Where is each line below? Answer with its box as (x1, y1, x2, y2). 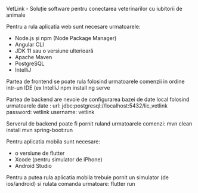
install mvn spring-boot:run (6, 127, 73, 133)
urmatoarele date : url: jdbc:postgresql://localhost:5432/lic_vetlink (6, 102, 168, 109)
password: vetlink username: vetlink (6, 109, 95, 115)
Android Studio (14, 163, 52, 169)
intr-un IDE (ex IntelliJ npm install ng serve (6, 84, 110, 91)
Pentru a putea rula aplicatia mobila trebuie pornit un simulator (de (6, 174, 169, 181)
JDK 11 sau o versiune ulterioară (14, 47, 94, 54)
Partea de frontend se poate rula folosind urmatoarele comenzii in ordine (6, 78, 185, 85)
